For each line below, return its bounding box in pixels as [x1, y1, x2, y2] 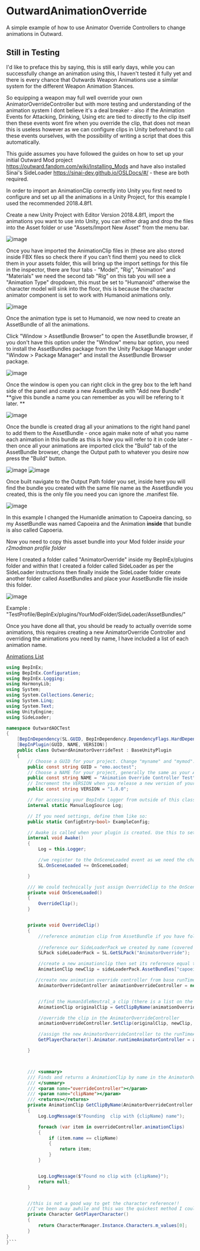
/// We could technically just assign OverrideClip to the [27, 884, 177, 890]
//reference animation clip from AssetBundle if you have [37, 933, 185, 939]
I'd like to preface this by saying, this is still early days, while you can [6, 63, 175, 70]
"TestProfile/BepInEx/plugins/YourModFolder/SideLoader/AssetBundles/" [6, 611, 186, 618]
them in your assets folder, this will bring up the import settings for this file [6, 260, 189, 267]
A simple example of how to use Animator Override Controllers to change [6, 24, 186, 31]
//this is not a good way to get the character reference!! [27, 1200, 180, 1206]
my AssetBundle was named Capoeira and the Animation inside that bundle [6, 520, 192, 527]
